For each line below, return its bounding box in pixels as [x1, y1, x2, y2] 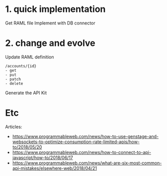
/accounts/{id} [5, 63, 37, 68]
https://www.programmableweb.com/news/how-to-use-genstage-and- [12, 133, 159, 139]
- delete [5, 81, 23, 86]
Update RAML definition [5, 54, 54, 60]
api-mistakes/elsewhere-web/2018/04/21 [12, 165, 97, 171]
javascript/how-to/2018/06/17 [12, 155, 74, 161]
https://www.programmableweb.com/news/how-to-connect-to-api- [12, 149, 152, 155]
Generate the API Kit [5, 90, 47, 96]
